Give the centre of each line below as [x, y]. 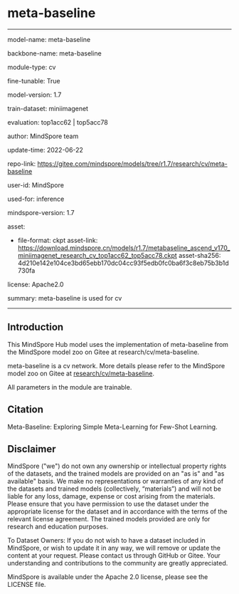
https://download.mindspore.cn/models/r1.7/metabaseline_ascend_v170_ [124, 248]
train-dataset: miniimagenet [48, 108]
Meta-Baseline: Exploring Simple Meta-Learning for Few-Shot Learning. [113, 427]
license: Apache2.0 [36, 284]
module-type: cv [32, 67]
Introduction [36, 327]
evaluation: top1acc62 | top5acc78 [58, 122]
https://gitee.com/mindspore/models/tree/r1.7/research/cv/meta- [132, 163]
